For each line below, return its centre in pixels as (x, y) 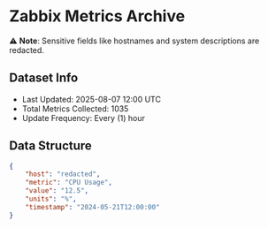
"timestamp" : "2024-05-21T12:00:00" (93, 207)
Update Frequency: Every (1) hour (84, 118)
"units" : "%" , (51, 199)
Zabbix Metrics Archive (97, 16)
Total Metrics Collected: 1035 (75, 109)
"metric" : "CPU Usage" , (69, 183)
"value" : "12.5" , (57, 191)
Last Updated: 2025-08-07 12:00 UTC (92, 99)
